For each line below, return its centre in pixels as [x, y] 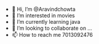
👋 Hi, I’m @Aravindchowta [44, 9]
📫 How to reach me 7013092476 [52, 35]
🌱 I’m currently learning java [46, 22]
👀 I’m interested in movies [43, 15]
